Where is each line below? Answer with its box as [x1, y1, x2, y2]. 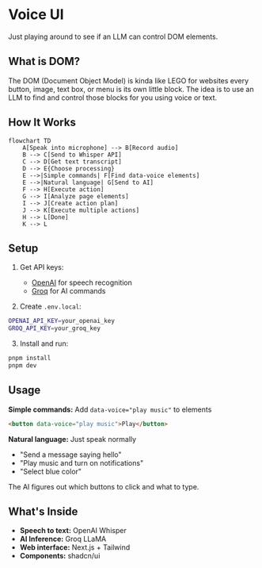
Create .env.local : [19, 301, 82, 311]
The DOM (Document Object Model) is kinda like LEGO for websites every [8, 75, 249, 85]
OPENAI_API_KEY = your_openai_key [8, 317, 115, 325]
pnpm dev [8, 362, 37, 370]
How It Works [8, 116, 77, 129]
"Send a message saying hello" [19, 450, 122, 459]
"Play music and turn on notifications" [19, 458, 144, 467]
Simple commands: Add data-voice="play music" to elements [8, 405, 212, 414]
